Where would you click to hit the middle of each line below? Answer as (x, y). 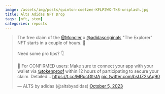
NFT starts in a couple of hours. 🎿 (51, 43)
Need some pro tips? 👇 (41, 54)
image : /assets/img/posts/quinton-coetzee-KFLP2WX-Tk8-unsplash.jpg (77, 10)
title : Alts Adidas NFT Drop (35, 14)
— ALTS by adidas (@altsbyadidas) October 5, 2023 (70, 86)
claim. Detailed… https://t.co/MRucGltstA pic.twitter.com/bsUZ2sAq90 (88, 77)
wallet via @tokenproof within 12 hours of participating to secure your (88, 71)
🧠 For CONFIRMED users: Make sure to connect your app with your (85, 66)
